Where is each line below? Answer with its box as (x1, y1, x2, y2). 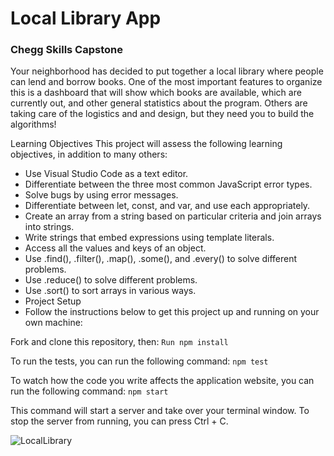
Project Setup (24, 295, 82, 307)
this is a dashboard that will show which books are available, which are (10, 87, 302, 99)
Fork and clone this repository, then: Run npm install (10, 336, 229, 348)
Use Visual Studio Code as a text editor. (24, 168, 189, 180)
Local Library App (10, 7, 162, 30)
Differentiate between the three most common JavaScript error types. (24, 178, 313, 191)
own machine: (24, 317, 83, 329)
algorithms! (10, 118, 57, 131)
